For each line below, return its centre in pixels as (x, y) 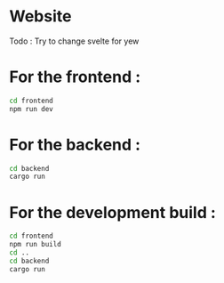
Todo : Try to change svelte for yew (74, 41)
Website (40, 16)
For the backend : (75, 145)
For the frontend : (75, 77)
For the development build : (112, 212)
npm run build (36, 245)
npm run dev (31, 109)
